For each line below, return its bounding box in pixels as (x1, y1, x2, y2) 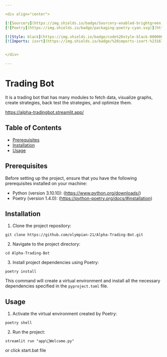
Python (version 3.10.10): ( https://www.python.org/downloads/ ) (12, 190, 141, 196)
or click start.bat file (5, 348, 46, 354)
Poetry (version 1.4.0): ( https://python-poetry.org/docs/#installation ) (12, 195, 153, 201)
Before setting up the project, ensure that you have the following (5, 175, 137, 181)
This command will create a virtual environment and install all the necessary (5, 278, 161, 284)
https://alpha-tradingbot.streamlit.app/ (5, 109, 84, 115)
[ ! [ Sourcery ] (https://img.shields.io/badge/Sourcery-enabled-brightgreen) (5, 20, 164, 25)
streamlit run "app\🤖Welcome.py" (5, 339, 75, 344)
